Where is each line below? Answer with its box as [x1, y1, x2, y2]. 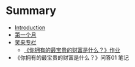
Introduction [14, 24, 46, 31]
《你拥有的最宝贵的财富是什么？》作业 [23, 46, 120, 54]
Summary [5, 4, 56, 18]
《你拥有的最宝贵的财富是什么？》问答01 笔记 [14, 54, 130, 61]
